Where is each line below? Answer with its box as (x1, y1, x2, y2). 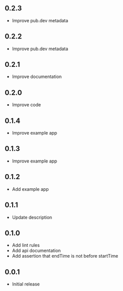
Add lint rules (12, 242, 40, 248)
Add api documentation (12, 247, 61, 254)
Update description (12, 214, 52, 220)
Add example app (12, 186, 49, 192)
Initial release (12, 281, 40, 287)
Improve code (12, 102, 41, 108)
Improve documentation (12, 73, 62, 80)
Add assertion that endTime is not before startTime (12, 253, 118, 259)
